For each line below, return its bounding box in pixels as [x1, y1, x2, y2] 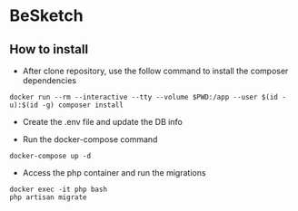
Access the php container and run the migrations [22, 168, 206, 177]
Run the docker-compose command [22, 134, 158, 145]
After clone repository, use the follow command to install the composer [22, 65, 289, 76]
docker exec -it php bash [9, 185, 107, 194]
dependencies [22, 75, 77, 86]
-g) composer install [42, 101, 124, 110]
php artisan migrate [9, 193, 88, 202]
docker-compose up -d [9, 151, 92, 160]
